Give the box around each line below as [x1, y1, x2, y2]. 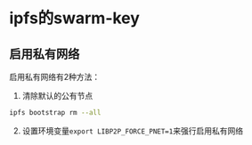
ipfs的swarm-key [9, 8, 141, 28]
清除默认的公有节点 [21, 91, 93, 101]
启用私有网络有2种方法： [9, 72, 101, 82]
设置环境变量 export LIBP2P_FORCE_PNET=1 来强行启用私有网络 [21, 125, 243, 136]
